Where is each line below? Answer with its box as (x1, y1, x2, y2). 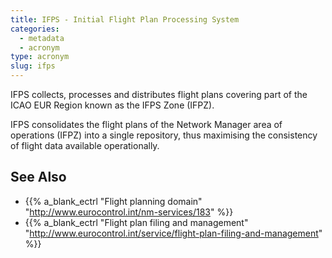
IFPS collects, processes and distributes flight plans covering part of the (10, 89, 308, 100)
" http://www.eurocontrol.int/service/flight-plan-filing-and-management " (24, 227, 323, 239)
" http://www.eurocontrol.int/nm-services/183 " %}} (24, 206, 234, 218)
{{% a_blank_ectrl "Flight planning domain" (24, 195, 203, 207)
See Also (10, 169, 67, 186)
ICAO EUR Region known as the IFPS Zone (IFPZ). (10, 99, 215, 111)
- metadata (19, 33, 65, 43)
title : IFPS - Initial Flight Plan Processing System (10, 14, 240, 25)
